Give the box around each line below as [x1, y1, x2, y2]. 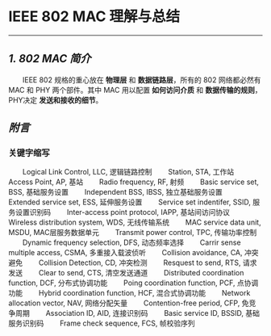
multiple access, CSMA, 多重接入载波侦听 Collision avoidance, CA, [8, 248, 244, 258]
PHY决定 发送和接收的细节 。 [8, 94, 103, 105]
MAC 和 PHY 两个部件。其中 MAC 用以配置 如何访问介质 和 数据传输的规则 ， [8, 85, 262, 94]
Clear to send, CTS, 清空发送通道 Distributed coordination [38, 268, 244, 278]
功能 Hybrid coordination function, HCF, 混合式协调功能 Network [8, 288, 251, 298]
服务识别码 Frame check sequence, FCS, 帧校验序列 [8, 318, 195, 328]
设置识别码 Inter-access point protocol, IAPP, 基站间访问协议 [15, 208, 230, 217]
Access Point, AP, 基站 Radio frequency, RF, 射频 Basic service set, [8, 177, 260, 187]
